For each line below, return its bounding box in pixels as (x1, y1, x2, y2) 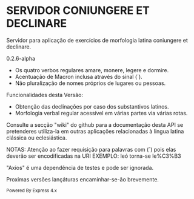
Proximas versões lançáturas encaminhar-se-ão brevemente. (6, 175, 159, 183)
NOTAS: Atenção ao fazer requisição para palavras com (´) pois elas (6, 146, 176, 153)
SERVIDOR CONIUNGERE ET (6, 4, 150, 18)
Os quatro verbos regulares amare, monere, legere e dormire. (15, 66, 169, 73)
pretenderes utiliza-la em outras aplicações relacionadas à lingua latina (6, 127, 184, 135)
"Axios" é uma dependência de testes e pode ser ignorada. (6, 164, 154, 171)
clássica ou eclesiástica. (6, 134, 67, 141)
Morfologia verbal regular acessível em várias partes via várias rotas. (15, 109, 188, 116)
